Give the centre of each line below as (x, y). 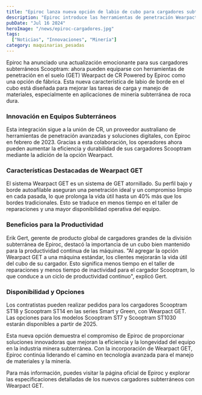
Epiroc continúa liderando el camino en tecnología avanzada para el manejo (100, 355)
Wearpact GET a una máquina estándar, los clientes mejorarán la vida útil (97, 257)
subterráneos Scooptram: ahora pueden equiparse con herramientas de (95, 69)
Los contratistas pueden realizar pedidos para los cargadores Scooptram (97, 305)
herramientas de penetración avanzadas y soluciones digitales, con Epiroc (99, 136)
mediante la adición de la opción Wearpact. (60, 155)
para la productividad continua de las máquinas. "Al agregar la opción (92, 251)
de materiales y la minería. (39, 361)
